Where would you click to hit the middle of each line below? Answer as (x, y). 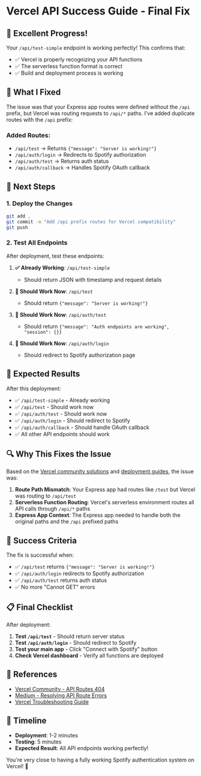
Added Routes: (28, 135)
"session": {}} (43, 332)
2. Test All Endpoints (37, 243)
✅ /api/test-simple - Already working (62, 400)
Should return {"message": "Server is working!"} (86, 303)
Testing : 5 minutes (38, 742)
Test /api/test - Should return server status (70, 636)
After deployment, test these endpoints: (55, 256)
